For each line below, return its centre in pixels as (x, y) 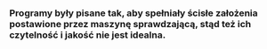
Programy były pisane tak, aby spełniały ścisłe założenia (133, 13)
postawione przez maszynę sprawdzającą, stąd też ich (130, 24)
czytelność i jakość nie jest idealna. (88, 35)
